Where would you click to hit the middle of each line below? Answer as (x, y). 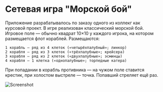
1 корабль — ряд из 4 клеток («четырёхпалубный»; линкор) (66, 47)
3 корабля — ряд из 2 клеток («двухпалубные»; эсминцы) (64, 56)
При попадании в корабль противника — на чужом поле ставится (75, 70)
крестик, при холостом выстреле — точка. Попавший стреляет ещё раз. (82, 75)
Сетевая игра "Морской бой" (69, 9)
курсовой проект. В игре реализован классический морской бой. (75, 28)
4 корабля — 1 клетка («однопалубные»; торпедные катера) (66, 60)
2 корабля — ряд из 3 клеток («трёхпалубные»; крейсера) (65, 52)
